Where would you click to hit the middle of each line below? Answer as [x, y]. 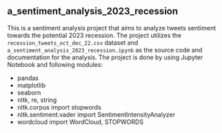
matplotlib [31, 85]
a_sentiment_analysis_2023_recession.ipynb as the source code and [105, 50]
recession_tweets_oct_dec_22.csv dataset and [73, 42]
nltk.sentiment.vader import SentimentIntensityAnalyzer [96, 114]
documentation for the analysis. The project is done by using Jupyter [105, 57]
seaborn [29, 92]
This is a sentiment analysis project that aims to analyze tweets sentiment [112, 28]
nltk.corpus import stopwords [59, 107]
